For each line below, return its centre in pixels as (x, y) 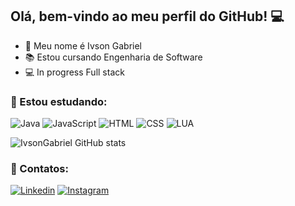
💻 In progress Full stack (74, 72)
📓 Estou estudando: (59, 101)
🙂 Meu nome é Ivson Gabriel (83, 45)
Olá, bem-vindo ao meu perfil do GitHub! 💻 (147, 16)
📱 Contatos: (39, 169)
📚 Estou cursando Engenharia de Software (113, 57)
